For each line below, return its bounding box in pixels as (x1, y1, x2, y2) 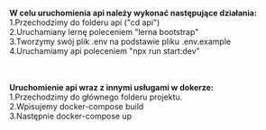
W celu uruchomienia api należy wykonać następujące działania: (9, 8, 257, 18)
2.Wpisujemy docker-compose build (9, 101, 144, 111)
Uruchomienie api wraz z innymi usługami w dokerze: (9, 82, 215, 92)
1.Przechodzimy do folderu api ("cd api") (9, 17, 161, 28)
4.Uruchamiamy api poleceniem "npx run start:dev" (9, 46, 200, 56)
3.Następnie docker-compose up (9, 111, 133, 121)
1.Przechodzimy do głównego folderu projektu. (9, 91, 183, 102)
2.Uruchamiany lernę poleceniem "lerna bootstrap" (9, 27, 199, 37)
